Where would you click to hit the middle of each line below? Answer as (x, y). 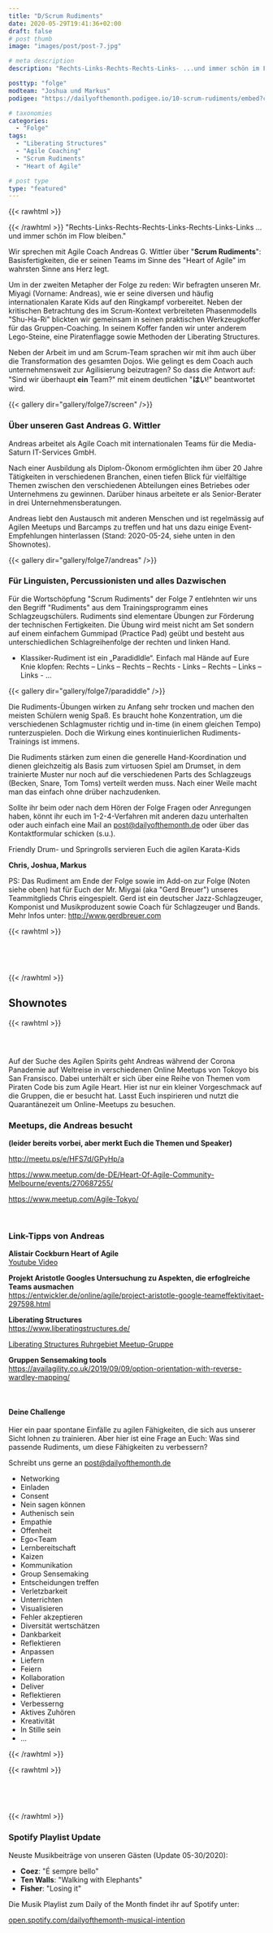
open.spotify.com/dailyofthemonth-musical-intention (97, 1920)
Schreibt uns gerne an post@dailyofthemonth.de (90, 1463)
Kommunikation (46, 1566)
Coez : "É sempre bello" (59, 1871)
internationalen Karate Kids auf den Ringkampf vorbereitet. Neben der (126, 302)
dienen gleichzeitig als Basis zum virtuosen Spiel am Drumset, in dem (125, 766)
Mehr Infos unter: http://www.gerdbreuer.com (85, 915)
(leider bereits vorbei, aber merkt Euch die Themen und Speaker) (121, 1143)
